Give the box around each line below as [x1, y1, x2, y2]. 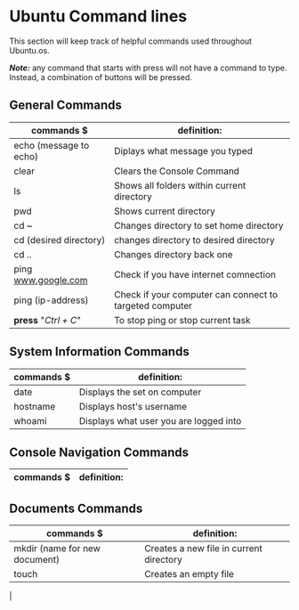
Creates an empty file [143, 568, 234, 581]
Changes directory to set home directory [114, 219, 284, 232]
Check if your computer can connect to [114, 288, 279, 300]
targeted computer [114, 299, 193, 312]
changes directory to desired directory [114, 233, 275, 246]
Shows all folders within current [114, 179, 246, 191]
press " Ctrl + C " [13, 313, 82, 326]
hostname [13, 400, 56, 412]
